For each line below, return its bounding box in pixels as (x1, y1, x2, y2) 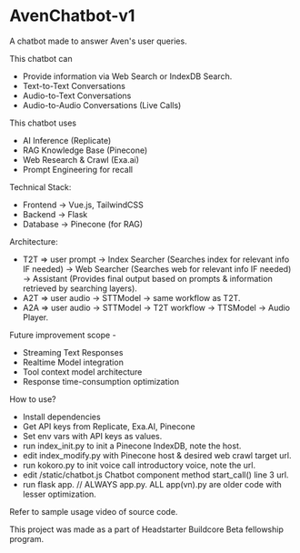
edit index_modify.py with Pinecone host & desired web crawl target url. (22, 449, 292, 460)
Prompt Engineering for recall (22, 164, 134, 175)
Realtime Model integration (22, 357, 125, 367)
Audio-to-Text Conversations (22, 90, 132, 101)
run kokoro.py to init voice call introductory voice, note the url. (22, 459, 256, 470)
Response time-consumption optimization (22, 376, 180, 387)
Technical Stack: (9, 181, 72, 192)
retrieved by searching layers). (22, 283, 138, 294)
